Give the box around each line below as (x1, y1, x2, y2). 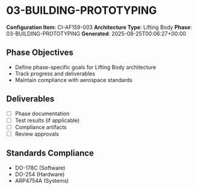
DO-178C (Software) (14, 164, 66, 171)
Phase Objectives (6, 48, 73, 58)
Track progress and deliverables (14, 70, 95, 77)
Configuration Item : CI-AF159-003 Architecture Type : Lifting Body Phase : (6, 24, 193, 31)
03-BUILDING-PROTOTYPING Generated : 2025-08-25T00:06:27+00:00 (6, 30, 187, 37)
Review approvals (14, 130, 59, 138)
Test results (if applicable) (14, 116, 80, 124)
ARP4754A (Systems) (14, 177, 69, 184)
